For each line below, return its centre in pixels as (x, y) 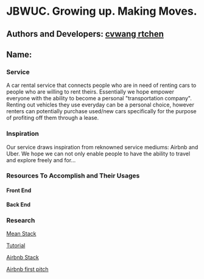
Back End (19, 204)
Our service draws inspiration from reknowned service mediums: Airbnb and (102, 147)
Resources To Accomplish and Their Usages (73, 176)
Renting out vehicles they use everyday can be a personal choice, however (100, 105)
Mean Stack (21, 233)
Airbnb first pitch (27, 269)
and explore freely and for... (41, 160)
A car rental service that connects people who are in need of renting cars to (101, 85)
